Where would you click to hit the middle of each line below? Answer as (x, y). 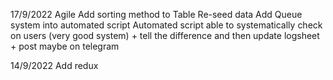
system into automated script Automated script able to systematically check (166, 25)
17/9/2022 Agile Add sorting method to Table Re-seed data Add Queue (156, 14)
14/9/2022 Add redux (54, 65)
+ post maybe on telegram (65, 46)
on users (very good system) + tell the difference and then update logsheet (165, 35)
